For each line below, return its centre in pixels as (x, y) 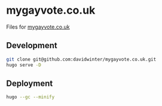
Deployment (30, 83)
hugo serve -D (24, 65)
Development (32, 46)
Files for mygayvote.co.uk (38, 27)
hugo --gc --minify (30, 97)
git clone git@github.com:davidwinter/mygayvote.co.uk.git (81, 59)
